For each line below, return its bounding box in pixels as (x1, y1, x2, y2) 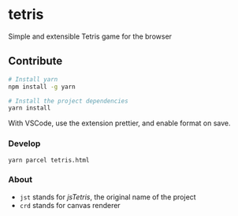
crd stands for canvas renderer (19, 200, 121, 210)
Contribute (8, 54, 63, 68)
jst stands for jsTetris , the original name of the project (19, 192, 196, 202)
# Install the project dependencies (8, 97, 128, 105)
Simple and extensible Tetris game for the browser (8, 32, 172, 41)
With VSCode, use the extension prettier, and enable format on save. (8, 118, 231, 128)
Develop (8, 138, 41, 149)
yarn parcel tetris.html (8, 156, 90, 164)
